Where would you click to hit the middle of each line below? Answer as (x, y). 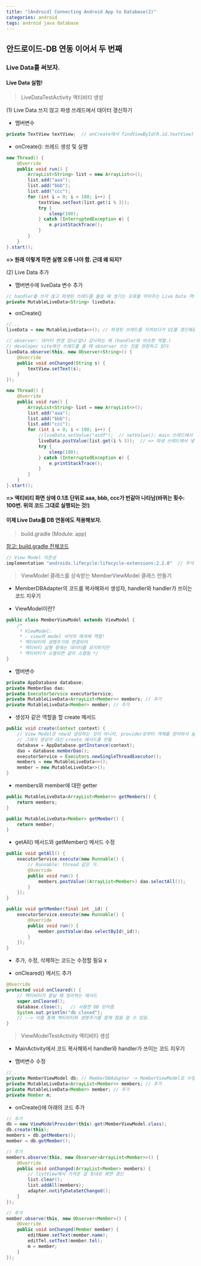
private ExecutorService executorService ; (60, 694)
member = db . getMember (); (38, 1141)
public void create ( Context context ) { (56, 728)
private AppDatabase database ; (45, 682)
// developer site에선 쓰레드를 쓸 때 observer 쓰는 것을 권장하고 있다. (89, 347)
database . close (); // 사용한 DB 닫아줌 (66, 1007)
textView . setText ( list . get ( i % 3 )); (84, 202)
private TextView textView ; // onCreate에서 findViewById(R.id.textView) (100, 134)
